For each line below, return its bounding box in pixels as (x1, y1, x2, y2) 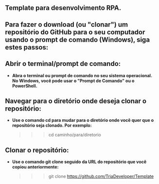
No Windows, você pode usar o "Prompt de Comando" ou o (12, 78, 135, 84)
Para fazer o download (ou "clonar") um (5, 20, 128, 29)
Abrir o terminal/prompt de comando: (5, 60, 121, 68)
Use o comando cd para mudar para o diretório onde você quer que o (12, 117, 154, 123)
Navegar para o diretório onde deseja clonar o (5, 97, 147, 105)
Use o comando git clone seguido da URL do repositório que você (12, 159, 147, 165)
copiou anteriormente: (12, 164, 59, 170)
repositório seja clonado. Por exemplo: (12, 122, 92, 128)
